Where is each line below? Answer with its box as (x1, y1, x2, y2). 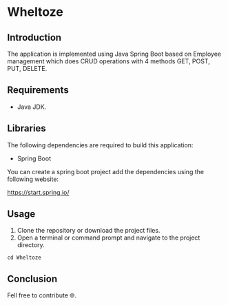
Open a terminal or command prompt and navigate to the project (17, 233, 200, 242)
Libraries (7, 123, 46, 134)
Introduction (7, 32, 62, 43)
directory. (17, 241, 45, 249)
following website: (7, 175, 59, 183)
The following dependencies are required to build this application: (7, 140, 194, 149)
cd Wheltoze (7, 254, 41, 262)
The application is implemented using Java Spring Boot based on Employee (7, 50, 222, 58)
